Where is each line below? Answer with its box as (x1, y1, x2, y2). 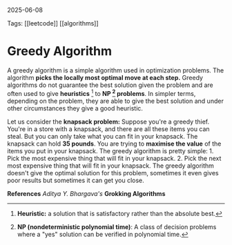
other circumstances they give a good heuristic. (7, 104, 144, 112)
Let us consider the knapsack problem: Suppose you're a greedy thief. (7, 117, 210, 126)
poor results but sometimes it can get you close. (7, 176, 145, 184)
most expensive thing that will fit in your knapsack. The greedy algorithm (7, 161, 214, 170)
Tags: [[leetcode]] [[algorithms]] (7, 19, 99, 27)
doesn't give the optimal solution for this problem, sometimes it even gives (7, 168, 219, 177)
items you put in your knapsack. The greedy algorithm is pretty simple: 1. (7, 146, 214, 155)
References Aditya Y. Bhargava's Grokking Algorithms (7, 189, 166, 197)
